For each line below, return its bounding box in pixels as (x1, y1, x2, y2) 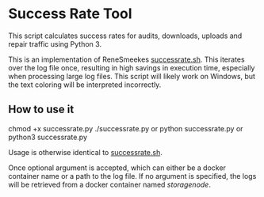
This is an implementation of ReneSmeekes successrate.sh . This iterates (8, 55, 245, 64)
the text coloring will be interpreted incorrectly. (8, 80, 162, 89)
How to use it (8, 103, 75, 116)
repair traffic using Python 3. (8, 39, 101, 48)
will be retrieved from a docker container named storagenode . (8, 180, 212, 189)
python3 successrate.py (8, 132, 88, 142)
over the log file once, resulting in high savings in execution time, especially (8, 63, 255, 72)
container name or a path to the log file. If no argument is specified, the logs (8, 171, 257, 180)
